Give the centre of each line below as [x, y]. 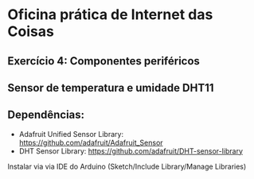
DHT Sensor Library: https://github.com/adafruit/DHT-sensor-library [131, 151]
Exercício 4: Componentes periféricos [104, 61]
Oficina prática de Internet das [110, 15]
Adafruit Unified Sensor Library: [71, 134]
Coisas [31, 31]
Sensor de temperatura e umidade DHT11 [111, 88]
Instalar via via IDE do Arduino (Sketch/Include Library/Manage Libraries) [127, 166]
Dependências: [46, 115]
